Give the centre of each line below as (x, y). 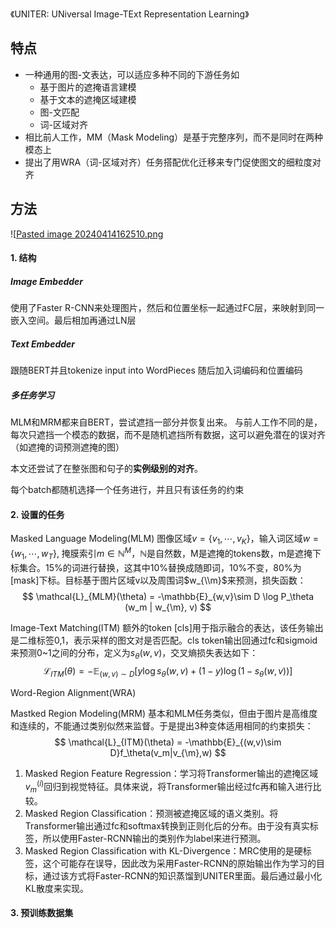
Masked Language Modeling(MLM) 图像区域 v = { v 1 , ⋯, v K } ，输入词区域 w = (165, 540)
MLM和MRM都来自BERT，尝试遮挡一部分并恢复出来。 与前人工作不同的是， (166, 422)
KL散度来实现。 (57, 888)
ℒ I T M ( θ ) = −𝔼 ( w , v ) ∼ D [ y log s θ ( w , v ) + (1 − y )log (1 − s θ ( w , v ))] (168, 672)
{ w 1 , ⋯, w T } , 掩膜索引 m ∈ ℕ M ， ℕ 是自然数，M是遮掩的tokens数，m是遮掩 (161, 554)
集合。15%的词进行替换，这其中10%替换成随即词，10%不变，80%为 (160, 567)
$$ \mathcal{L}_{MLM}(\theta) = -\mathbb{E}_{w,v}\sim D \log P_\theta (168, 596)
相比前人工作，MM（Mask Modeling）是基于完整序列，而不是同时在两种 (174, 137)
